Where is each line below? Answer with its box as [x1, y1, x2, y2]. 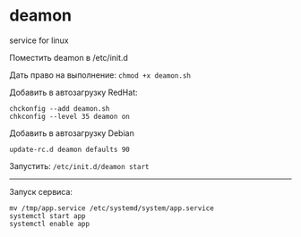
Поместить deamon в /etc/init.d [9, 52, 128, 63]
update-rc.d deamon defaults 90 [9, 145, 130, 154]
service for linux [9, 35, 69, 46]
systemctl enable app [9, 219, 90, 228]
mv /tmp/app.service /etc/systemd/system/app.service [9, 203, 215, 213]
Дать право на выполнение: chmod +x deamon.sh [9, 69, 191, 80]
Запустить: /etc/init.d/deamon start [9, 160, 150, 171]
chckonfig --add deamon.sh [9, 104, 110, 113]
